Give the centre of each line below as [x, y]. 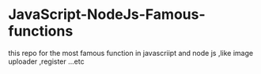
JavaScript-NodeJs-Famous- [107, 15]
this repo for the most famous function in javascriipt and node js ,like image [131, 53]
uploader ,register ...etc [46, 61]
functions [41, 31]
